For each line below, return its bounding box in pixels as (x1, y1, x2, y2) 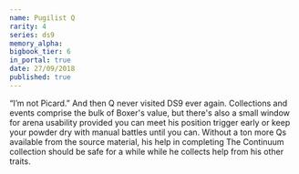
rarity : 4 (9, 22, 47, 31)
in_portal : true (9, 56, 71, 65)
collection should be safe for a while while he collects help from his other (9, 146, 284, 157)
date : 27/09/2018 (9, 65, 76, 74)
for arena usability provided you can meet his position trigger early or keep (9, 117, 291, 128)
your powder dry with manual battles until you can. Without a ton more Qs (9, 127, 287, 138)
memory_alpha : (9, 38, 64, 48)
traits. (9, 156, 31, 167)
